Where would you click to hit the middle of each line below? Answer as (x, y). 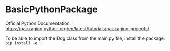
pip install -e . (24, 43)
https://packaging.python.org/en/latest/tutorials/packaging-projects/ (77, 28)
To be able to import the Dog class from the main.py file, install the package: (85, 38)
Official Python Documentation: (38, 23)
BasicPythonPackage (51, 9)
